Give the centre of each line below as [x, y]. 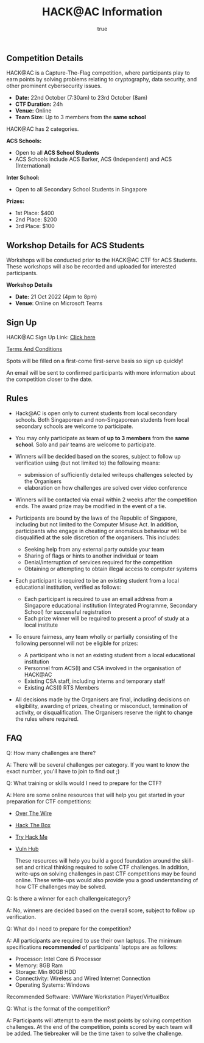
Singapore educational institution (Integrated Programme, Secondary [111, 605]
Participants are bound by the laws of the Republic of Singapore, [96, 518]
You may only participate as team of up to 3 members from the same [102, 438]
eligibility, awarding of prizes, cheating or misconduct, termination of [101, 706]
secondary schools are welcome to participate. [74, 426]
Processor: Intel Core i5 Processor [58, 959]
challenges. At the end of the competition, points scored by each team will [100, 1026]
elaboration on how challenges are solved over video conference [106, 487]
